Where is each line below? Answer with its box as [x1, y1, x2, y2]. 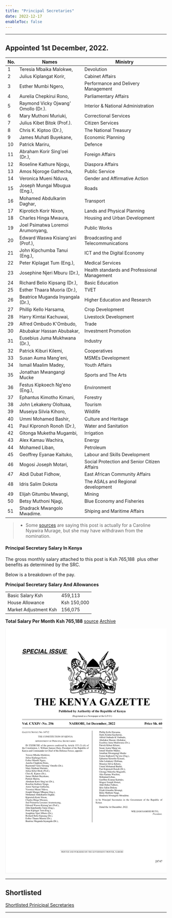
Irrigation [84, 430, 104, 436]
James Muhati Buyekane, [19, 134, 73, 140]
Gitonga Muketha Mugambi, [19, 430, 78, 436]
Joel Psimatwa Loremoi [19, 222, 69, 228]
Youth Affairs [84, 362, 112, 368]
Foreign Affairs [84, 151, 116, 157]
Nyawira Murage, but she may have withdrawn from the [25, 527, 143, 534]
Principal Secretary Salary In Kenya [5, 545, 82, 551]
